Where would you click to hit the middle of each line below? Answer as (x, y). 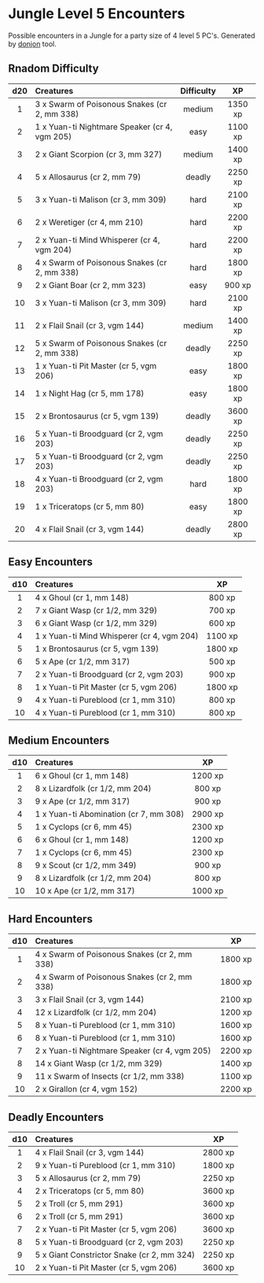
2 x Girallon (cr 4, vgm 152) (86, 1089)
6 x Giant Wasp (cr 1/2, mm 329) (96, 623)
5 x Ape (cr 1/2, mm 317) (82, 661)
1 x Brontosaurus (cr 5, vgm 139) (97, 649)
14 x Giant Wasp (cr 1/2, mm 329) (99, 1063)
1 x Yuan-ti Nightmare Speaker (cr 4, (104, 127)
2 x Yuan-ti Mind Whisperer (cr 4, (97, 239)
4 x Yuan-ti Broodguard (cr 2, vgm (99, 479)
